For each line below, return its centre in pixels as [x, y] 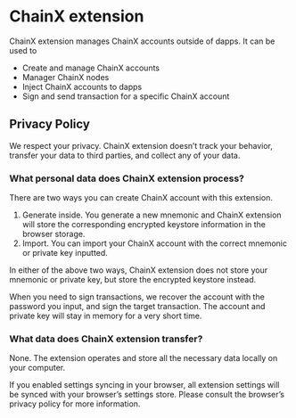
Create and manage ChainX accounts [91, 68]
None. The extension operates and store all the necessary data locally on [144, 358]
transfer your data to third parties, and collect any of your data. [125, 155]
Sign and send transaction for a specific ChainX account [126, 96]
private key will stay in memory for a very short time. [106, 316]
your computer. [37, 368]
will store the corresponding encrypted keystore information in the [144, 225]
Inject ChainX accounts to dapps [82, 86]
